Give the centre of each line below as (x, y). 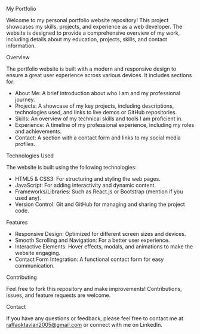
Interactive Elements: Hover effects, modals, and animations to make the (104, 247)
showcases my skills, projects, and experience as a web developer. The (94, 27)
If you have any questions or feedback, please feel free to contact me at (95, 318)
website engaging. (38, 253)
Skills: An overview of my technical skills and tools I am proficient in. (99, 119)
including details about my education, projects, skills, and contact (87, 39)
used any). (28, 198)
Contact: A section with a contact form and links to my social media (98, 138)
